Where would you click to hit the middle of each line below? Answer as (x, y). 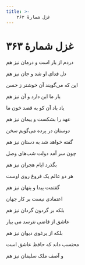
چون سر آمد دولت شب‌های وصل (41, 153)
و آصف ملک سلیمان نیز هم (35, 256)
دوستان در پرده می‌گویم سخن (38, 130)
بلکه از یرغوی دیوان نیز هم (34, 233)
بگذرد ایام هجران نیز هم (31, 165)
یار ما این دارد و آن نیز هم (33, 96)
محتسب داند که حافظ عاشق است (43, 244)
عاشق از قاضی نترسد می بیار (38, 222)
